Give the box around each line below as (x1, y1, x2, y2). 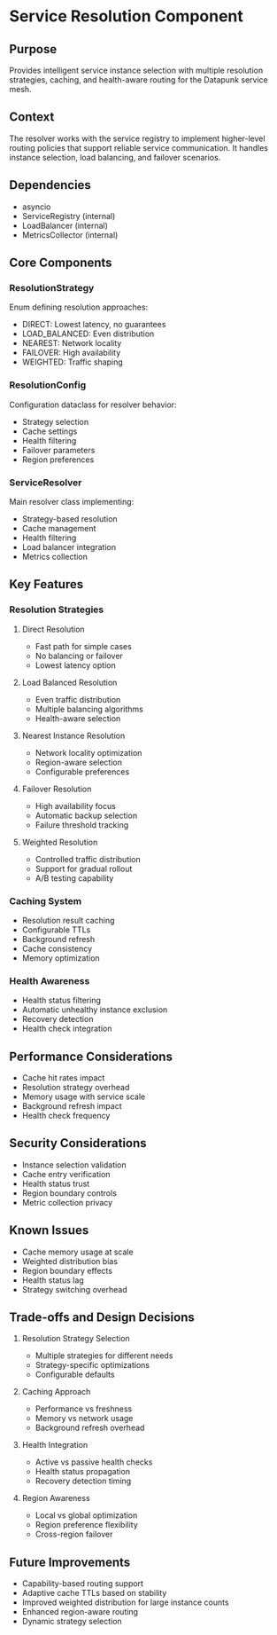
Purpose (9, 42, 58, 57)
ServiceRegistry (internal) (21, 210, 116, 221)
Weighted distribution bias (21, 1255, 118, 1266)
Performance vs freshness (35, 1403, 133, 1414)
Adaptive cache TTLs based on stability (21, 1588, 167, 1599)
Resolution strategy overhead (21, 1082, 130, 1092)
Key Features (9, 577, 84, 592)
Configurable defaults (35, 1369, 115, 1380)
